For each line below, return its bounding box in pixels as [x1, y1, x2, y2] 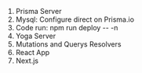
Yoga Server [15, 31, 56, 40]
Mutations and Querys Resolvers [15, 40, 122, 49]
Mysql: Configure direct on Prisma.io [15, 15, 135, 24]
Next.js [15, 56, 39, 65]
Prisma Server [15, 7, 62, 16]
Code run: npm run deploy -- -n [15, 23, 118, 32]
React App [15, 48, 50, 57]
